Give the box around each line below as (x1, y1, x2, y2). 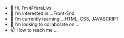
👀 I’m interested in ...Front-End (10, 10, 75, 16)
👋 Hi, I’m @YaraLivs (10, 5, 52, 11)
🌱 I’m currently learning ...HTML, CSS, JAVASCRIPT (10, 16, 119, 22)
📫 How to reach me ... (10, 27, 58, 33)
